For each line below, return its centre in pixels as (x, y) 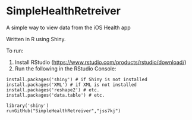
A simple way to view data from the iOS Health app (68, 27)
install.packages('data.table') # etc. (56, 95)
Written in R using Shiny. (36, 39)
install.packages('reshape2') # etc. (53, 90)
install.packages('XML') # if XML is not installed (71, 85)
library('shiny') (28, 106)
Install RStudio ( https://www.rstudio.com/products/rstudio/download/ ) (100, 62)
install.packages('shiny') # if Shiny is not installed (77, 79)
